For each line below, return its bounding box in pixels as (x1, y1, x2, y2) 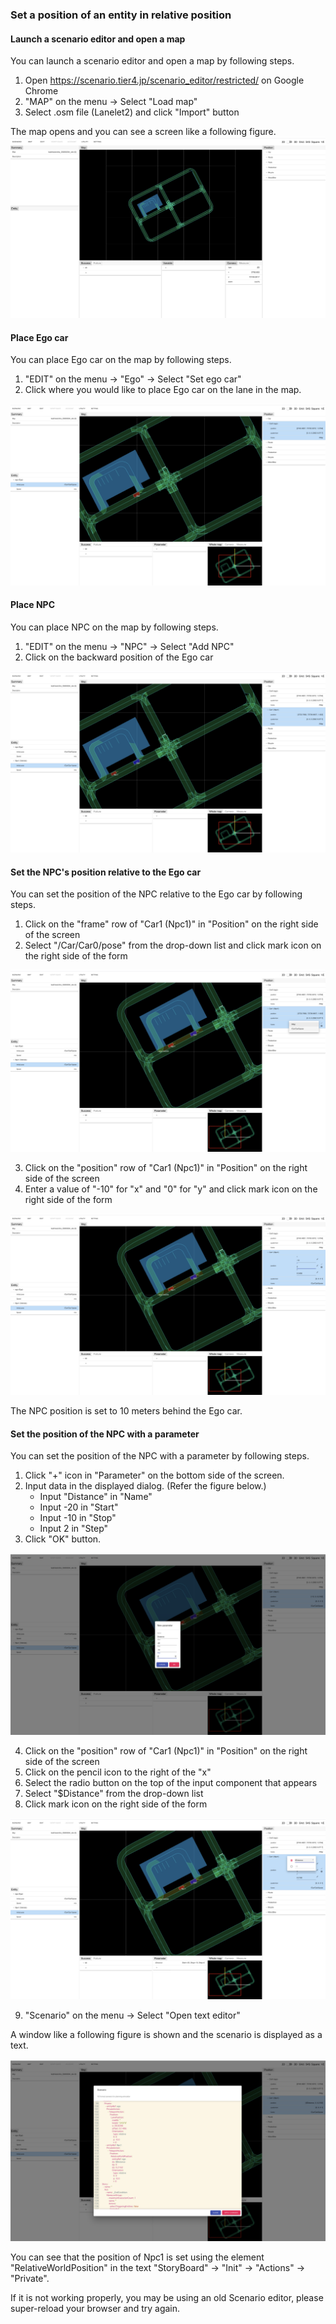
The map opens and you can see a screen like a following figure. (10, 126, 277, 138)
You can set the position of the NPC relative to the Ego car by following (10, 888, 303, 900)
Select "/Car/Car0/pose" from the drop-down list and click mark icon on (24, 939, 322, 952)
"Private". (10, 2272, 50, 2284)
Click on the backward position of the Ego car (24, 651, 214, 663)
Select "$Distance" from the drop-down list (24, 1787, 204, 1799)
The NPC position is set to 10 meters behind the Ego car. (10, 1405, 243, 1417)
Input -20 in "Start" (39, 1501, 119, 1513)
